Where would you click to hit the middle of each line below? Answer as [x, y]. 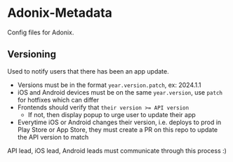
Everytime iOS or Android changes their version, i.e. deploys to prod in [119, 122]
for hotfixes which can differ [58, 100]
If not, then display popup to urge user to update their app [112, 114]
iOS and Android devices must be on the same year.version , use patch [120, 92]
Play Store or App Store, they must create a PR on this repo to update [118, 129]
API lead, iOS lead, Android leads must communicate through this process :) [117, 150]
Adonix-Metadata [60, 13]
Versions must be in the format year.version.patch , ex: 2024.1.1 [109, 85]
